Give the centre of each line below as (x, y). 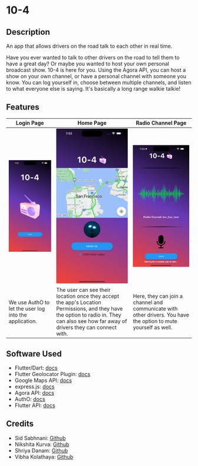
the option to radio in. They (89, 315)
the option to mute (155, 321)
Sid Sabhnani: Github (40, 438)
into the (18, 315)
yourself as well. (153, 327)
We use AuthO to (29, 302)
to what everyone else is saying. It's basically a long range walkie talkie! (93, 89)
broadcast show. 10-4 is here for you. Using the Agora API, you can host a (96, 70)
